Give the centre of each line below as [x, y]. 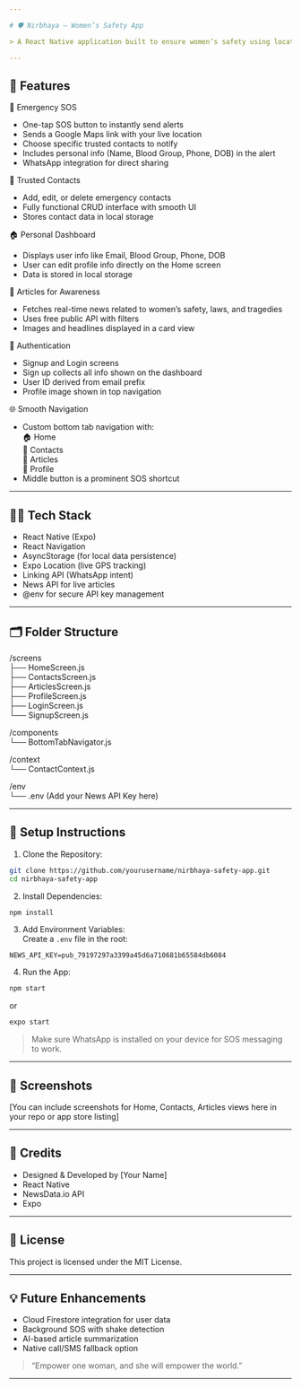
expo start [30, 1022]
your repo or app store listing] [64, 1116]
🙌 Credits [36, 1153]
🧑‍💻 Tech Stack [51, 515]
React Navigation [54, 546]
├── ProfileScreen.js [48, 695]
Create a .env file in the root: [75, 939]
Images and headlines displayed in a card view [108, 328]
